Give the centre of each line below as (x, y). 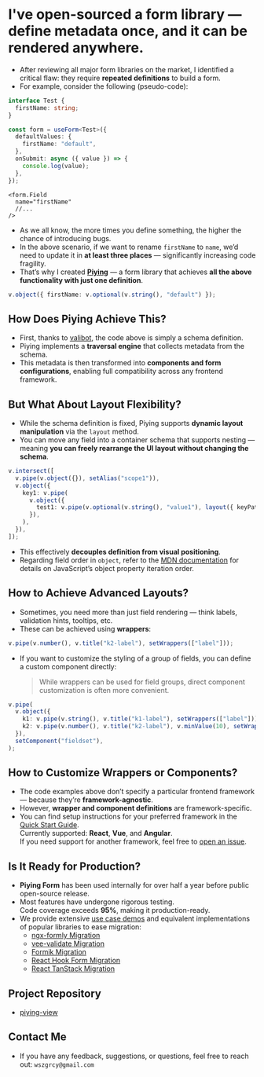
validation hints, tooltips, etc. (66, 620)
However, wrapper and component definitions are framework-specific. (136, 808)
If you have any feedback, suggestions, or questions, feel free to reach (134, 1056)
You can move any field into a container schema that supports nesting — (137, 440)
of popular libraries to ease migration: (80, 927)
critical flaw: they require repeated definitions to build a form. (120, 78)
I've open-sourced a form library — (125, 15)
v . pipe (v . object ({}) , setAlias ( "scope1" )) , (87, 478)
